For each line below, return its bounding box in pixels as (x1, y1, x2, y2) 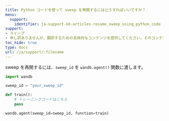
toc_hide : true (5, 40, 37, 45)
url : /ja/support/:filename (5, 49, 64, 54)
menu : (5, 12, 17, 17)
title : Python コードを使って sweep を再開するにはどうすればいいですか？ (5, 7, 146, 13)
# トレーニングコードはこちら (14, 97, 68, 102)
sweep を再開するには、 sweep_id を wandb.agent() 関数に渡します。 (5, 64, 146, 70)
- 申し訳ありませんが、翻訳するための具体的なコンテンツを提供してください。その (5, 36, 152, 41)
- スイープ (5, 31, 25, 36)
